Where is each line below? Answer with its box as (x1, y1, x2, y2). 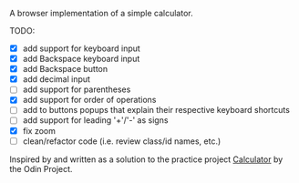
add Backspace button (22, 64, 108, 75)
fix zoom (22, 125, 57, 136)
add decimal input (22, 74, 91, 85)
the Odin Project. (9, 163, 73, 174)
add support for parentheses (22, 84, 131, 95)
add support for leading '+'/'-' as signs (22, 115, 169, 126)
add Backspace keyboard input (22, 54, 140, 65)
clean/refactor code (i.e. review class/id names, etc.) (22, 136, 222, 147)
